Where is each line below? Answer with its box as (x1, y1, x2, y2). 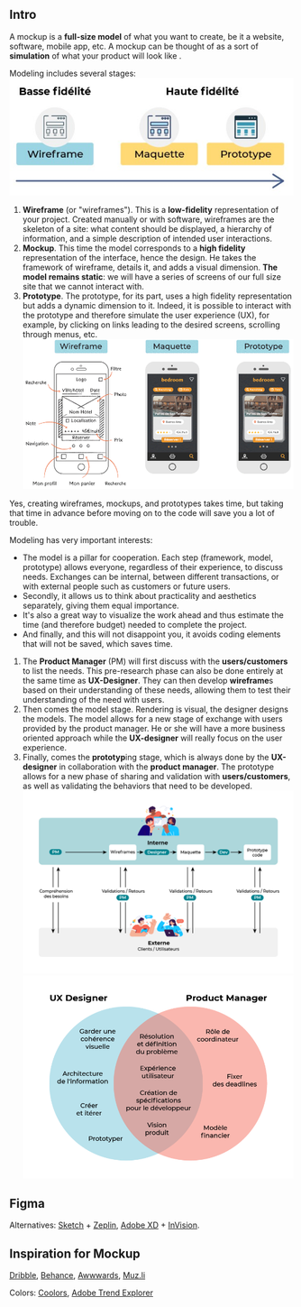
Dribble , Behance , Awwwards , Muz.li (9, 1270, 146, 1281)
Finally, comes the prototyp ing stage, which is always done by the (22, 752, 269, 763)
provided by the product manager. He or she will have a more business (22, 723, 286, 734)
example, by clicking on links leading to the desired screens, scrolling (22, 319, 281, 330)
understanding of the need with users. (22, 695, 165, 705)
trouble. (9, 518, 39, 529)
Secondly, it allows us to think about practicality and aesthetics (22, 591, 257, 602)
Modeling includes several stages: (9, 68, 137, 78)
